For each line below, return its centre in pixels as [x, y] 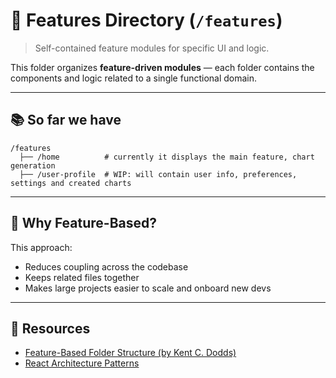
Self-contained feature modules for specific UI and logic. [152, 48]
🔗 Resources [50, 328]
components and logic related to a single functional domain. [134, 78]
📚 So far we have [66, 120]
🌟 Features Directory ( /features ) [146, 20]
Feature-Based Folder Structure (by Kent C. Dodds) [130, 353]
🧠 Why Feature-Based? [83, 223]
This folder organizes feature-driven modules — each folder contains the [162, 67]
